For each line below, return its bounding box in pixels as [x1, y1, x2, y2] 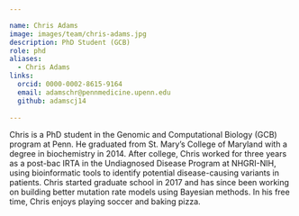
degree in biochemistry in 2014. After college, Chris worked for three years [9, 148, 287, 159]
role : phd [9, 46, 47, 55]
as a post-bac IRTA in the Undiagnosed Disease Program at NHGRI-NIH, [9, 158, 276, 169]
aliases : [9, 55, 42, 64]
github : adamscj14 [17, 96, 87, 105]
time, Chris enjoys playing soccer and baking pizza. [9, 196, 201, 207]
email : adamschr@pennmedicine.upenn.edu [17, 87, 171, 97]
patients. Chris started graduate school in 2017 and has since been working [9, 177, 290, 188]
